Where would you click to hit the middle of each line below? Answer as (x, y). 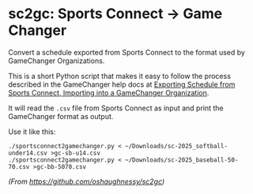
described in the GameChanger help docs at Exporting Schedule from (122, 84)
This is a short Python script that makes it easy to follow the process (120, 76)
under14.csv (28, 153)
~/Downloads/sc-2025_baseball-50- (182, 160)
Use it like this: (32, 132)
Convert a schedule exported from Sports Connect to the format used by (126, 52)
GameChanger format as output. (61, 116)
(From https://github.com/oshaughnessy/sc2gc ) (87, 181)
